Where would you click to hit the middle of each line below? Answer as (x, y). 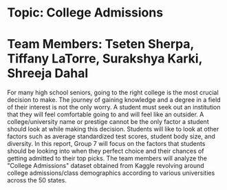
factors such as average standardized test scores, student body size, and (111, 136)
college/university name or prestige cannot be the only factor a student (108, 122)
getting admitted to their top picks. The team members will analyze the (107, 158)
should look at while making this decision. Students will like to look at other (113, 129)
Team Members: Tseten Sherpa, (101, 44)
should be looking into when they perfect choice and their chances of (106, 151)
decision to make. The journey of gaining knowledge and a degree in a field (114, 100)
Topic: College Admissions (85, 13)
